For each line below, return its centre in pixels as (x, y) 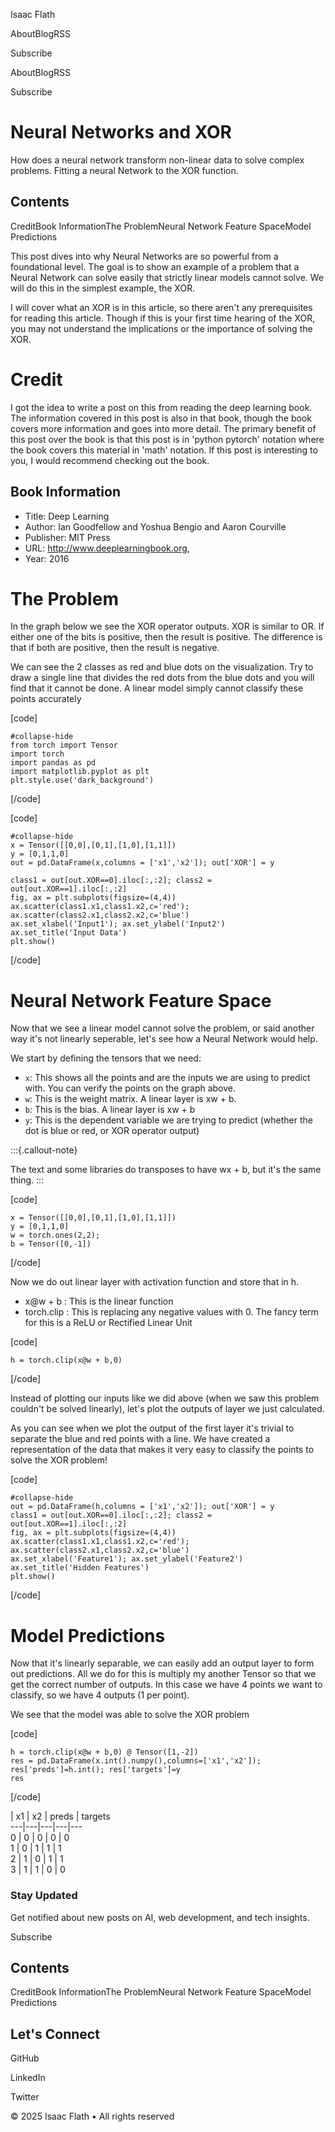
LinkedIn (28, 2078)
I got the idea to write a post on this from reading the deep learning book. (161, 407)
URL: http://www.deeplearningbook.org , (107, 548)
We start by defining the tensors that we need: (106, 1058)
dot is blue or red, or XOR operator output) (112, 1131)
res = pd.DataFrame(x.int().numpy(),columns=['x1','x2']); (136, 1761)
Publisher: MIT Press (67, 537)
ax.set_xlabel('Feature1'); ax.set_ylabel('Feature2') (127, 1559)
